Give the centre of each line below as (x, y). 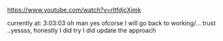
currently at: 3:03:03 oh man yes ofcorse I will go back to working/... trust (111, 23)
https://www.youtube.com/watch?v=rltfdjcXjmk (74, 10)
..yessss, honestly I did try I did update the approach (82, 30)
